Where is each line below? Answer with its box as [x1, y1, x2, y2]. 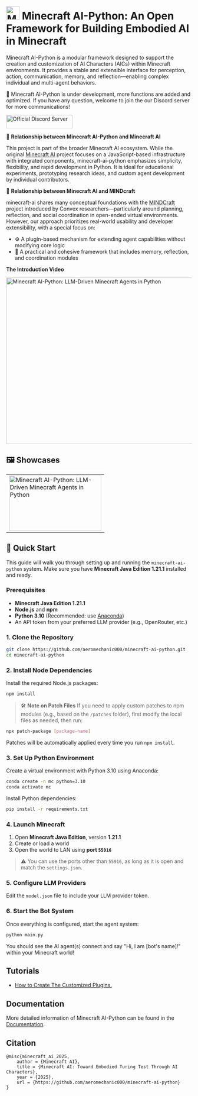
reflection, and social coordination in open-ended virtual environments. [6, 211, 179, 218]
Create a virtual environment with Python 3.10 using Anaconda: [6, 767, 159, 774]
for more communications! [6, 103, 71, 110]
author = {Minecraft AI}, [16, 1059, 81, 1065]
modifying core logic [14, 241, 65, 248]
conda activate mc [6, 784, 51, 790]
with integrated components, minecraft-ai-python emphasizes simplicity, [6, 157, 183, 164]
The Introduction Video [6, 266, 64, 273]
